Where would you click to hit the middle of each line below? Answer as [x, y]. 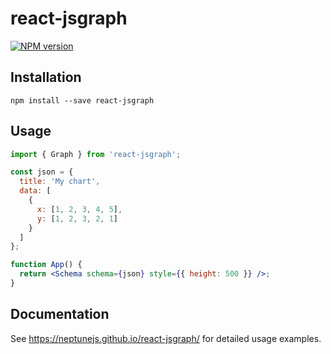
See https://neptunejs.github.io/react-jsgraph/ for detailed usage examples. [166, 338]
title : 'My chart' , [60, 182]
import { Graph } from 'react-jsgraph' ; [96, 154]
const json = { [42, 172]
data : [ [35, 191]
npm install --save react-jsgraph [82, 100]
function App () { [46, 265]
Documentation [60, 314]
